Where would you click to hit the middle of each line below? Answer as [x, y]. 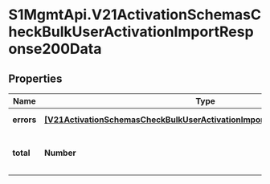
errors [25, 120]
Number [60, 153]
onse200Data [55, 49]
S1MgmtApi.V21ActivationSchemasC [135, 15]
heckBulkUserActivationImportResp [131, 32]
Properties [35, 78]
